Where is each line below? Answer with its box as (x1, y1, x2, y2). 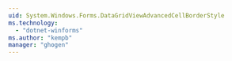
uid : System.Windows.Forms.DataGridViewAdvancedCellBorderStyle (8, 11, 225, 20)
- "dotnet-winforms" (15, 26, 83, 34)
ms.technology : (8, 19, 59, 27)
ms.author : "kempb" (8, 33, 73, 42)
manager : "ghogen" (8, 41, 69, 49)
